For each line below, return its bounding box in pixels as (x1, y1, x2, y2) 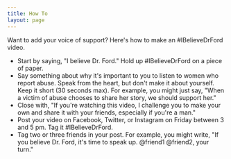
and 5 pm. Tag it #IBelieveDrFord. (17, 123, 113, 131)
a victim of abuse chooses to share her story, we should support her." (17, 93, 216, 101)
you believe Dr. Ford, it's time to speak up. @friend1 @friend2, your (17, 137, 209, 146)
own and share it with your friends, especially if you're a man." (17, 108, 196, 117)
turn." (17, 145, 33, 153)
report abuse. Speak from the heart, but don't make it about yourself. (17, 78, 215, 87)
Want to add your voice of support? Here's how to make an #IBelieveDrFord (7, 35, 223, 44)
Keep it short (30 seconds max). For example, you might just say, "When (17, 86, 225, 94)
